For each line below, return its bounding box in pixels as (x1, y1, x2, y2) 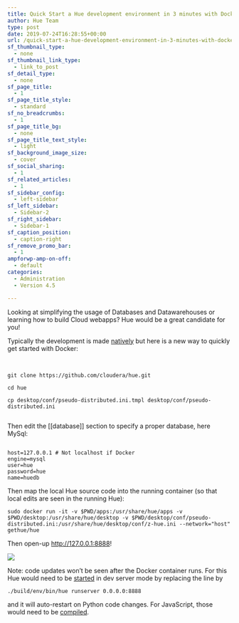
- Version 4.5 (14, 282, 55, 289)
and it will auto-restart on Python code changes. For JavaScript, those (7, 600, 213, 609)
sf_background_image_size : (7, 150, 87, 157)
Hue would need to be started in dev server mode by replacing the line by (7, 574, 223, 582)
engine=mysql (7, 455, 46, 463)
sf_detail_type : (7, 70, 55, 77)
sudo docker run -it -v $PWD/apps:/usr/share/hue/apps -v (7, 508, 183, 515)
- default (14, 262, 43, 269)
